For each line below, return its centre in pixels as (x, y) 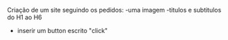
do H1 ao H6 (25, 17)
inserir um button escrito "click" (63, 31)
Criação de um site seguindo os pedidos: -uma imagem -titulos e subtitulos (114, 10)
